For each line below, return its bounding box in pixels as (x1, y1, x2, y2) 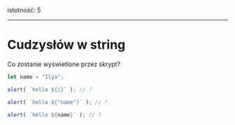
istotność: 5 (7, 6, 41, 14)
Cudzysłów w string (7, 37, 126, 53)
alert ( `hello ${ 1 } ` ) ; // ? (7, 86, 92, 93)
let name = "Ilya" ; (7, 73, 64, 80)
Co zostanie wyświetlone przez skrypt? (7, 59, 121, 68)
